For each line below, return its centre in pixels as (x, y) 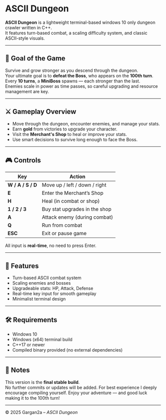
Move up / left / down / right (74, 185)
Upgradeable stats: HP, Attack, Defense (53, 289)
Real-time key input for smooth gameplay (54, 294)
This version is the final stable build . (42, 382)
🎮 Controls (23, 160)
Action (77, 177)
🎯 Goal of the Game (35, 58)
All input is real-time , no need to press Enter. (51, 245)
